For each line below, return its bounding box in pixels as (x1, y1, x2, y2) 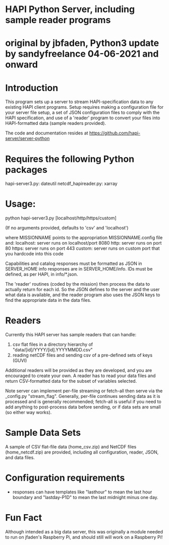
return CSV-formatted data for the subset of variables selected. (5, 378, 137, 384)
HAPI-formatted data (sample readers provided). (5, 120, 106, 126)
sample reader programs (5, 14, 111, 26)
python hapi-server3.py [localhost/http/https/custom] (5, 215, 117, 221)
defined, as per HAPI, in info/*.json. (5, 271, 78, 278)
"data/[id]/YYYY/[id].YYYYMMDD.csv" (12, 347, 93, 353)
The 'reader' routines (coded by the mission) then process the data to (5, 281, 150, 287)
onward (5, 59, 38, 70)
